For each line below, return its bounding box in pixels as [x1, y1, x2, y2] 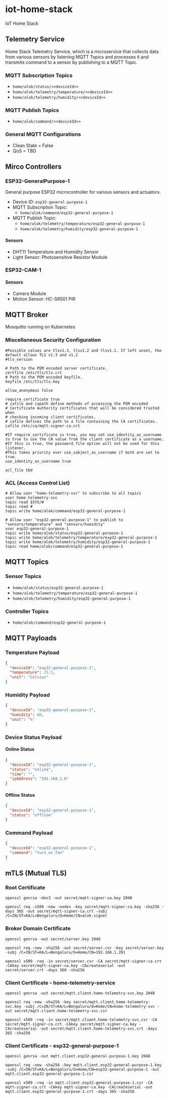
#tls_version [5, 357, 33, 362]
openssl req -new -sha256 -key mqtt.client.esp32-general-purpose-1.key [5, 1063, 162, 1068]
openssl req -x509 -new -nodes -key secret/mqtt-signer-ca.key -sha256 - [5, 905, 164, 910]
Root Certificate [5, 884, 46, 891]
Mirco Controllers [5, 162, 62, 171]
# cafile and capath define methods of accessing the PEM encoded [5, 401, 148, 406]
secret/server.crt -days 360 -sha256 [5, 967, 85, 972]
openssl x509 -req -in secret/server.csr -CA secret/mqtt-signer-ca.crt [5, 958, 162, 964]
